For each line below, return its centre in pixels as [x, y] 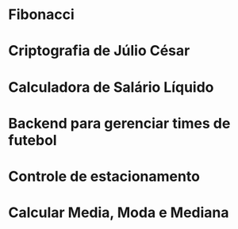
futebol [33, 140]
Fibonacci [42, 15]
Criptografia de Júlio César [99, 51]
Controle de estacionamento [104, 176]
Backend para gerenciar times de [119, 123]
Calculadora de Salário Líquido [111, 87]
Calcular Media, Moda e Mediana [119, 213]
